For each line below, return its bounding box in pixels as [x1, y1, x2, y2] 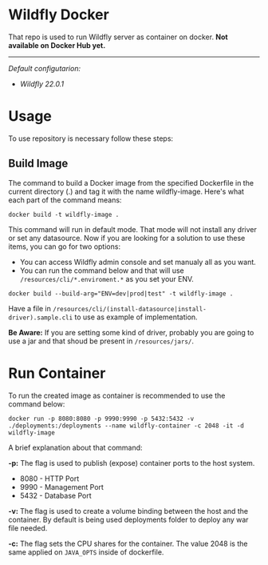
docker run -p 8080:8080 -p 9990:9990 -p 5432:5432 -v [8, 415, 195, 423]
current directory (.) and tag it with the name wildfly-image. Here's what [8, 186, 245, 196]
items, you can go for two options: [8, 242, 121, 251]
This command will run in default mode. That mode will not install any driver [8, 224, 258, 234]
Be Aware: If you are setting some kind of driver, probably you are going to [8, 327, 254, 337]
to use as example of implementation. [74, 312, 198, 322]
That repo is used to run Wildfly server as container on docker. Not [8, 32, 229, 42]
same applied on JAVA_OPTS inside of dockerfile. [8, 547, 164, 557]
